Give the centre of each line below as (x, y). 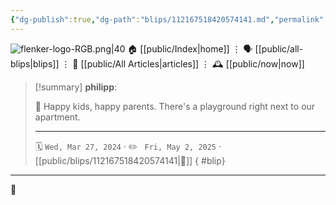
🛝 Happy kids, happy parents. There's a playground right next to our (175, 106)
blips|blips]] (35, 63)
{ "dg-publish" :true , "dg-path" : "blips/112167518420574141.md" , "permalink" (167, 19)
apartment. (57, 117)
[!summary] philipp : (76, 87)
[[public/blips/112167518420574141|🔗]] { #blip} (130, 160)
